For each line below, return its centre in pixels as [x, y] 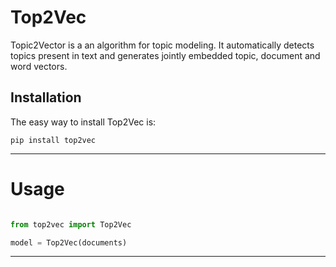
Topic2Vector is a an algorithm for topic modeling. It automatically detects [162, 45]
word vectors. [39, 66]
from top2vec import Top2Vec [71, 224]
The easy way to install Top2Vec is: [83, 122]
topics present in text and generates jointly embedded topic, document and [165, 55]
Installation [46, 97]
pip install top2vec [53, 140]
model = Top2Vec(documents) [69, 242]
